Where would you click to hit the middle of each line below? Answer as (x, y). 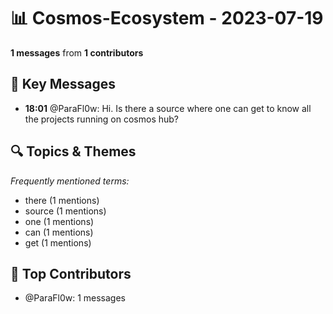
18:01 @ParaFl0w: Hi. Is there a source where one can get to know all (168, 108)
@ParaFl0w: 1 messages (75, 298)
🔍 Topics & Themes (73, 151)
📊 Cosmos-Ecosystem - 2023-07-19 (167, 18)
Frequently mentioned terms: (70, 181)
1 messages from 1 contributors (77, 52)
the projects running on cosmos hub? (102, 119)
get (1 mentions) (58, 242)
